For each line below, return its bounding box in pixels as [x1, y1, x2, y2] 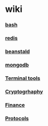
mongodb [5, 61, 29, 68]
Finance [5, 101, 25, 108]
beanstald [5, 48, 30, 55]
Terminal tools [5, 75, 41, 82]
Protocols [5, 115, 29, 122]
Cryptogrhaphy [5, 88, 44, 95]
